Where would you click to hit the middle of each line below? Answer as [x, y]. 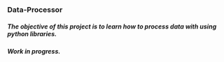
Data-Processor [35, 10]
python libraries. [32, 33]
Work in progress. [34, 51]
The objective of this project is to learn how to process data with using [112, 26]
